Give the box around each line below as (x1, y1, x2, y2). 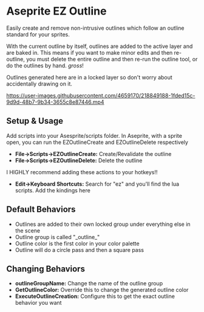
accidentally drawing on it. (6, 80, 73, 87)
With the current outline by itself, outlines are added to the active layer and (6, 42, 193, 50)
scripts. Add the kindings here (15, 186, 91, 194)
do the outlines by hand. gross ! (6, 62, 84, 69)
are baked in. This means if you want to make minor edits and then (6, 49, 173, 56)
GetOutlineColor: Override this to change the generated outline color (15, 287, 189, 294)
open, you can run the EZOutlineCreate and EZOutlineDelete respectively (6, 138, 188, 146)
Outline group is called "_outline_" (15, 233, 100, 240)
